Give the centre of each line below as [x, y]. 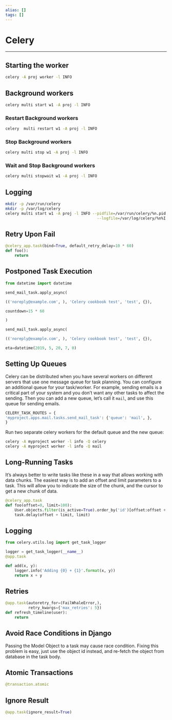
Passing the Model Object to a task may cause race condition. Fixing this [82, 646]
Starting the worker [37, 65]
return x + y [28, 575]
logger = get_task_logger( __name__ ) [44, 552]
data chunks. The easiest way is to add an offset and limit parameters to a [83, 480]
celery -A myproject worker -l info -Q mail [53, 446]
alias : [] [16, 10]
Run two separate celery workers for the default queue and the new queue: [85, 432]
